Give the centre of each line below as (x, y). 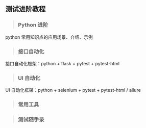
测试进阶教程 (26, 9)
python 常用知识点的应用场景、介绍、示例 (49, 37)
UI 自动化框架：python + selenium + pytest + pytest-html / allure (73, 90)
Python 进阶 (33, 25)
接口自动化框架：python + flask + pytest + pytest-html (63, 63)
